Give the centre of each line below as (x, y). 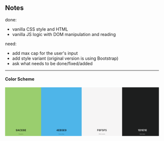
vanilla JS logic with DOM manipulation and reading (64, 34)
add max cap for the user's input (45, 53)
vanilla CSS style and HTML (40, 29)
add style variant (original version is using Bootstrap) (65, 58)
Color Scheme (20, 79)
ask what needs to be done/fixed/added (52, 63)
